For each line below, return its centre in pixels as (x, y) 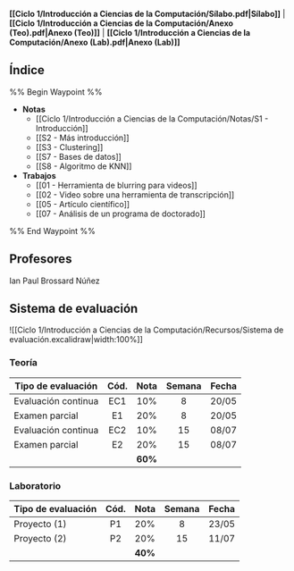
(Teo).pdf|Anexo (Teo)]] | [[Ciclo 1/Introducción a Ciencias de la (130, 33)
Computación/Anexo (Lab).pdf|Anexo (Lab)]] (95, 42)
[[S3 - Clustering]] (69, 147)
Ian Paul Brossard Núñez (55, 281)
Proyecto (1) (40, 525)
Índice (27, 70)
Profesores (41, 259)
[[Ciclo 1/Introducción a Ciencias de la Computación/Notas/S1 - (152, 118)
